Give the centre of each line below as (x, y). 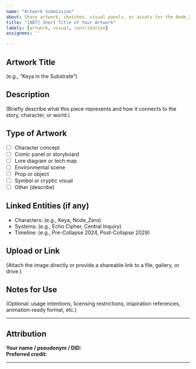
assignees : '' (23, 33)
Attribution (26, 334)
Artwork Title (31, 62)
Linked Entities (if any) (48, 206)
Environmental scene (40, 167)
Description (28, 95)
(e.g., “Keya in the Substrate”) (42, 76)
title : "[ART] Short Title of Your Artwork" (61, 22)
